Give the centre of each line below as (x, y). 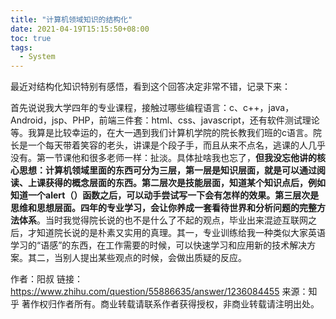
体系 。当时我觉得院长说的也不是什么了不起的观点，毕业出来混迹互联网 (163, 220)
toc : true (31, 38)
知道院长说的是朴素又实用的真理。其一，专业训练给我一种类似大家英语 (181, 233)
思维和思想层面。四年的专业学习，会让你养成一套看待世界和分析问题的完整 (163, 208)
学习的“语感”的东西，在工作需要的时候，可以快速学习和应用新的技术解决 (159, 245)
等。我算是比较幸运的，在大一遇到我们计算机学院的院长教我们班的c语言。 (161, 133)
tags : (21, 47)
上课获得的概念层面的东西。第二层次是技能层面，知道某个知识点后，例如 (176, 183)
